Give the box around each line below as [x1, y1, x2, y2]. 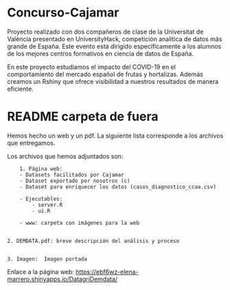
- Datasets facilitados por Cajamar [19, 171, 125, 178]
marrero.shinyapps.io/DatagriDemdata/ [7, 275, 118, 283]
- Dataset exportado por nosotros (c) [19, 177, 130, 184]
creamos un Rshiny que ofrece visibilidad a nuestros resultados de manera [7, 77, 219, 85]
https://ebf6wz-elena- [75, 267, 139, 276]
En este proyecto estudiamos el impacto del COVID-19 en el [7, 63, 176, 71]
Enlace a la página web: [7, 267, 74, 276]
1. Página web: [19, 165, 63, 172]
